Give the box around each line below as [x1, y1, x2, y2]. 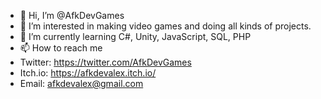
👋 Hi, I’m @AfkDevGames [19, 10, 125, 21]
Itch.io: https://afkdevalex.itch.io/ [19, 67, 157, 79]
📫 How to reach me [19, 42, 103, 54]
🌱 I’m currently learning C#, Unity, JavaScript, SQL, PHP [19, 31, 252, 42]
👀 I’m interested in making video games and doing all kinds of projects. [19, 20, 312, 32]
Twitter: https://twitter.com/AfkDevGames [19, 56, 192, 68]
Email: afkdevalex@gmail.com [19, 78, 144, 89]
